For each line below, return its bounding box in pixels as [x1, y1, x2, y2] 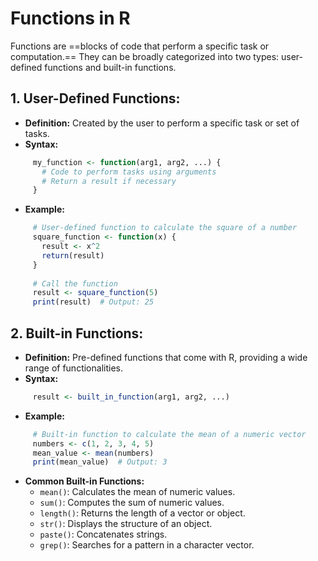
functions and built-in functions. [44, 61, 177, 73]
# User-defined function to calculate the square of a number [32, 223, 298, 233]
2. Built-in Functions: [10, 325, 144, 342]
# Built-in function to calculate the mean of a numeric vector [32, 429, 307, 439]
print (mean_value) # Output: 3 [32, 457, 168, 467]
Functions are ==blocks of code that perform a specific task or [10, 40, 270, 52]
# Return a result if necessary [41, 176, 177, 186]
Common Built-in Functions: [24, 475, 145, 487]
